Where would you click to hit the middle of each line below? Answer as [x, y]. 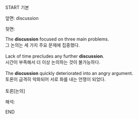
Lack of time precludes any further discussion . [55, 56]
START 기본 [17, 7]
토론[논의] [15, 91]
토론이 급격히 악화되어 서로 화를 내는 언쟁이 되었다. [56, 79]
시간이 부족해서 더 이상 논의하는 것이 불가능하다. [53, 62]
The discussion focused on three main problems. [57, 39]
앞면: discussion [22, 18]
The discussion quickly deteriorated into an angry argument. [69, 73]
